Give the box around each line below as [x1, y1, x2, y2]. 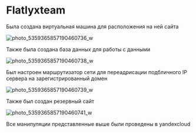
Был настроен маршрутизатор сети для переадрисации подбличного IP [6, 68, 187, 75]
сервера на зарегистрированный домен [6, 75, 108, 82]
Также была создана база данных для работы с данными [6, 45, 151, 53]
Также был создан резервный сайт [6, 98, 94, 105]
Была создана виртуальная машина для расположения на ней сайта [6, 23, 179, 30]
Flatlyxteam [6, 4, 66, 17]
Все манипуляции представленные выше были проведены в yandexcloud [6, 120, 191, 127]
